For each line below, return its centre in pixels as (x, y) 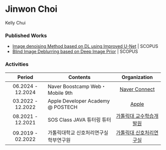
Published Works (26, 36)
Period (25, 77)
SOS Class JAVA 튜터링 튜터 (79, 119)
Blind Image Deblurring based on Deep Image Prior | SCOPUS (75, 52)
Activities (17, 64)
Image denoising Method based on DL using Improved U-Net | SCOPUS (85, 46)
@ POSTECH (62, 107)
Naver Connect (137, 89)
